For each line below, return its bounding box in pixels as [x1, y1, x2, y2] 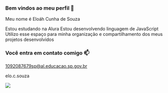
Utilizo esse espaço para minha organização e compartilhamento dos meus [5, 31, 163, 37]
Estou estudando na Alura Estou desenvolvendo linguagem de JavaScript [5, 26, 159, 32]
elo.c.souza [5, 73, 29, 79]
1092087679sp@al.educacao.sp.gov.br [5, 63, 88, 69]
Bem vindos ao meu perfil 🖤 [5, 5, 75, 12]
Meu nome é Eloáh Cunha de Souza [5, 16, 80, 22]
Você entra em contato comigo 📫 [5, 50, 90, 57]
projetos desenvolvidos [5, 36, 54, 42]
